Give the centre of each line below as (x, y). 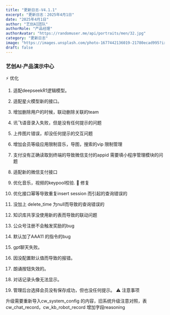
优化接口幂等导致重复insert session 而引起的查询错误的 (70, 193)
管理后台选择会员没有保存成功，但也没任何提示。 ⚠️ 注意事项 (76, 290)
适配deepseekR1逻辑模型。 (41, 90)
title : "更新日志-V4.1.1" (32, 10)
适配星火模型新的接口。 (37, 101)
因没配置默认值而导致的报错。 (44, 258)
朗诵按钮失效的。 (31, 268)
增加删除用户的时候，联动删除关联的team (56, 112)
